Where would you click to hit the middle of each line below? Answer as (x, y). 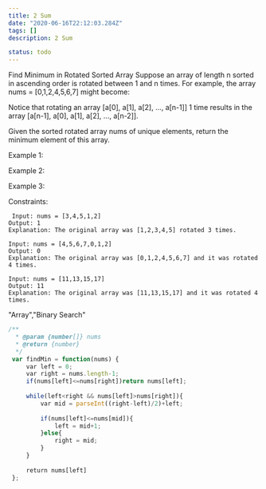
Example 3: (27, 186)
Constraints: (28, 202)
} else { (51, 433)
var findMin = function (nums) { (65, 359)
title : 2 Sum (30, 16)
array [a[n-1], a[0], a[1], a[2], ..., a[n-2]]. (73, 116)
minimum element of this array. (59, 140)
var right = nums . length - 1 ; (72, 374)
